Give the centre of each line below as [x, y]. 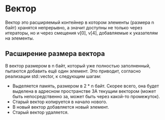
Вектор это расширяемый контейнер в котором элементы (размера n [80, 22]
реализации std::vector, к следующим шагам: [53, 76]
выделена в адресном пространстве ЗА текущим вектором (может [84, 91]
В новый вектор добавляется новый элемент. [61, 107]
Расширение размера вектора [55, 54]
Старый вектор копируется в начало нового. [60, 102]
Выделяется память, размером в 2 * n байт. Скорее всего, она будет [85, 86]
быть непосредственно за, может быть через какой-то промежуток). [86, 96]
